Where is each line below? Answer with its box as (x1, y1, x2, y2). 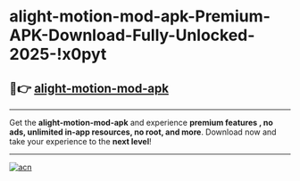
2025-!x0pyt (9, 45, 107, 64)
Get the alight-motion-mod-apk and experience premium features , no (9, 118, 274, 128)
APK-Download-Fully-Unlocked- (9, 25, 255, 45)
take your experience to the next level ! (9, 136, 152, 146)
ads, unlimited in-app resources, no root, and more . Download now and (9, 127, 277, 137)
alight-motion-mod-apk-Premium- (9, 6, 271, 27)
